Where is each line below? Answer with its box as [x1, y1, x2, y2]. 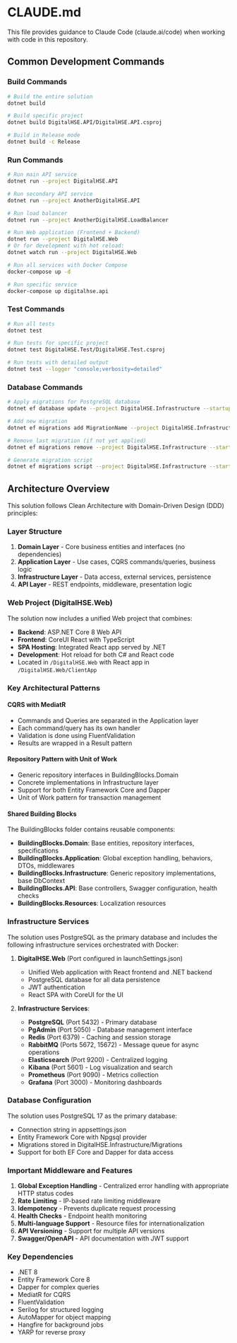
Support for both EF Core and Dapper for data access [17, 1148, 174, 1156]
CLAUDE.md [7, 4, 82, 21]
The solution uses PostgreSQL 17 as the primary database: [7, 1112, 178, 1120]
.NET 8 [17, 1268, 38, 1276]
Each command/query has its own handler [17, 723, 141, 732]
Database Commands [7, 382, 83, 392]
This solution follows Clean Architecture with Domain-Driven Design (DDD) [7, 502, 224, 510]
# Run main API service [7, 171, 78, 178]
